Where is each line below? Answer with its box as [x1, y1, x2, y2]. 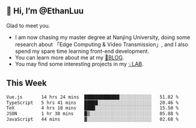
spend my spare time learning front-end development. [14, 47, 149, 55]
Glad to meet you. [6, 22, 51, 29]
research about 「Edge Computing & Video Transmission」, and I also [14, 40, 188, 48]
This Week [6, 78, 47, 88]
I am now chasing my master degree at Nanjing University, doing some [14, 34, 191, 41]
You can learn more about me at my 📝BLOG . [14, 53, 124, 61]
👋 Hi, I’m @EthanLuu [6, 6, 84, 16]
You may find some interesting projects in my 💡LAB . [14, 60, 144, 67]
